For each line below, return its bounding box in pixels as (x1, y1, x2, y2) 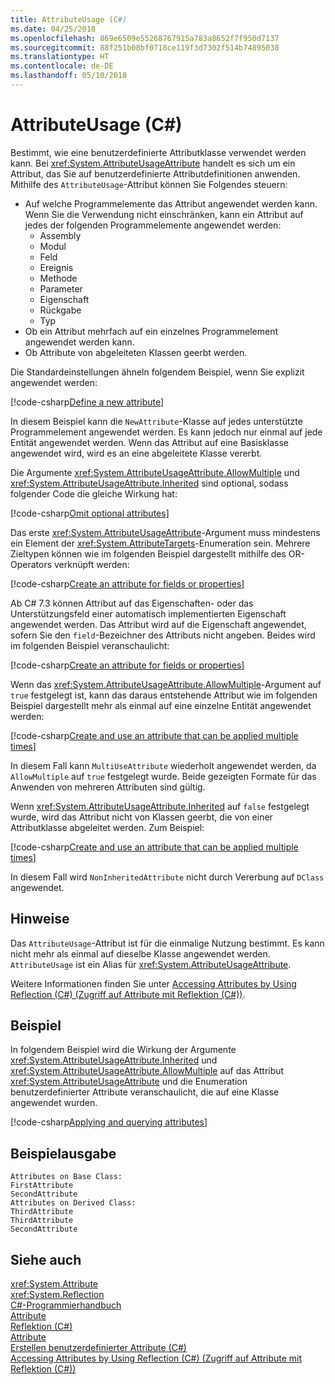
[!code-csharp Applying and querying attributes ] (10, 1116, 208, 1128)
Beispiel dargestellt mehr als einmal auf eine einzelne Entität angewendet (10, 699, 312, 711)
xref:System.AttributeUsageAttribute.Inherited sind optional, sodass (10, 477, 289, 489)
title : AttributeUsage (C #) (10, 14, 128, 25)
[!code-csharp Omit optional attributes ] (10, 507, 170, 519)
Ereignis (39, 261, 74, 273)
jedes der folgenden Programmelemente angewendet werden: (24, 219, 282, 231)
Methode (39, 272, 78, 284)
